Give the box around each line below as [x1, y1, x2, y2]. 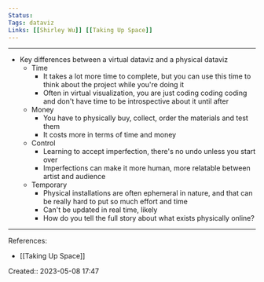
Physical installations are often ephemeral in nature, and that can [42, 189, 253, 198]
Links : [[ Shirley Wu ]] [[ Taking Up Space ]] [8, 26, 153, 34]
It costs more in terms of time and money [42, 130, 177, 140]
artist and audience [42, 172, 106, 181]
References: [8, 236, 47, 246]
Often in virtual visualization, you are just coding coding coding [42, 88, 247, 98]
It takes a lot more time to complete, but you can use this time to [42, 71, 251, 81]
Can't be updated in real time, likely [42, 205, 158, 214]
